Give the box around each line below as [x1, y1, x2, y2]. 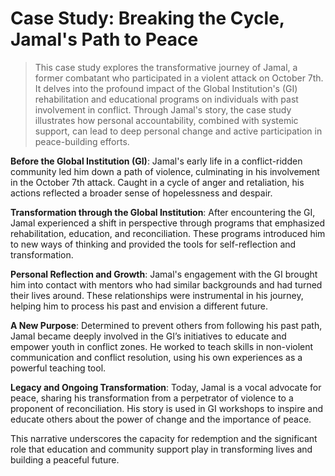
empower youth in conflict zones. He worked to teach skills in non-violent [10, 340, 314, 352]
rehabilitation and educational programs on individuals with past [34, 93, 299, 105]
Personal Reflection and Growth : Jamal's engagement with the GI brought [10, 268, 318, 280]
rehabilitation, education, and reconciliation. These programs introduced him [10, 227, 326, 239]
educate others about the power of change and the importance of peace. [10, 413, 312, 425]
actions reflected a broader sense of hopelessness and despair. [10, 187, 273, 199]
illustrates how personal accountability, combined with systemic [34, 114, 299, 126]
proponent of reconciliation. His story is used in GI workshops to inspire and [10, 402, 324, 414]
